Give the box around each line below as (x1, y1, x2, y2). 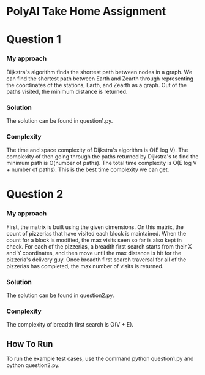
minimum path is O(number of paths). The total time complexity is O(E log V (6, 160, 197, 167)
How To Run (6, 339, 53, 349)
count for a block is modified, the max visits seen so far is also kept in (6, 236, 182, 244)
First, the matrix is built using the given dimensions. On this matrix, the (6, 223, 184, 231)
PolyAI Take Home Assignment (6, 4, 166, 18)
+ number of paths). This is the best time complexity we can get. (6, 166, 170, 173)
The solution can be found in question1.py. (6, 117, 113, 124)
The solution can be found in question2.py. (6, 292, 114, 299)
